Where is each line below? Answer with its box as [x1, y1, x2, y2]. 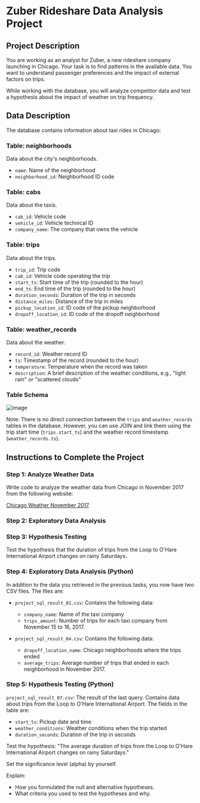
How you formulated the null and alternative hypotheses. [14, 783, 155, 790]
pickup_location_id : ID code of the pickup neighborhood [14, 304, 156, 311]
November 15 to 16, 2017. [23, 623, 85, 630]
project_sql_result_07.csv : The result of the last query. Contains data [6, 694, 180, 701]
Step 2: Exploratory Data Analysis [6, 516, 106, 525]
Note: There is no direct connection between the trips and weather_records [6, 416, 193, 423]
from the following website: [6, 490, 73, 497]
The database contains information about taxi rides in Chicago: [6, 127, 161, 134]
